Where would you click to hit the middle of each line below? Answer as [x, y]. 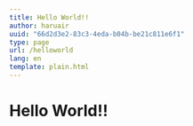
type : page [29, 42]
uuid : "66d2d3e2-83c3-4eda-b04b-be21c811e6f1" [97, 34]
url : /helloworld [41, 51]
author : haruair [39, 26]
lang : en [25, 59]
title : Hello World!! [49, 17]
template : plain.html [49, 67]
